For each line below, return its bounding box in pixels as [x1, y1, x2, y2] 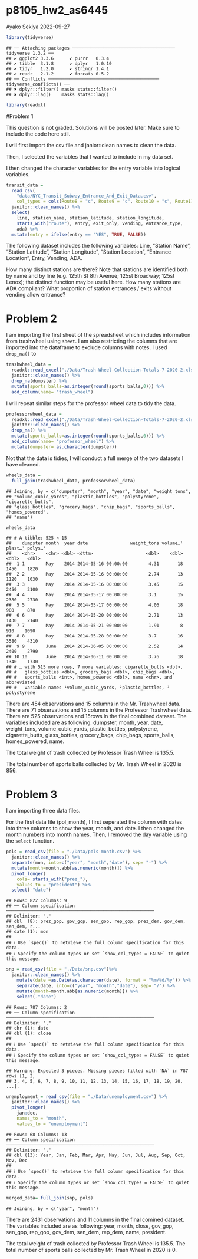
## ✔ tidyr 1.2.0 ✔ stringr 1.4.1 [6, 65, 110, 71]
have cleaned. [6, 461, 41, 468]
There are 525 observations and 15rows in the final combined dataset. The [6, 713, 187, 720]
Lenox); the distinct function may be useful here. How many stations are [6, 278, 181, 286]
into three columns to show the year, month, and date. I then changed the [6, 825, 184, 832]
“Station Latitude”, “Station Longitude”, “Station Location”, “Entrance [6, 248, 171, 255]
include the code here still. [6, 130, 71, 137]
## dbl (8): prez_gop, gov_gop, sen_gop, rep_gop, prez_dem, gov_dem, [6, 918, 186, 925]
